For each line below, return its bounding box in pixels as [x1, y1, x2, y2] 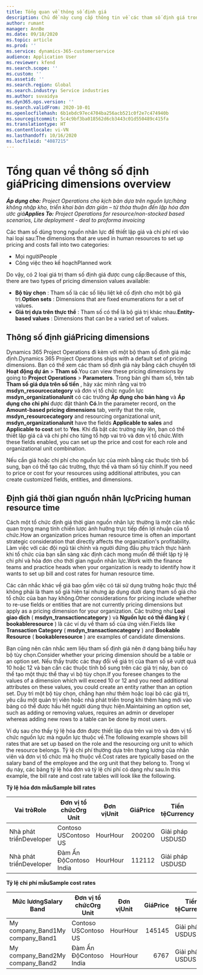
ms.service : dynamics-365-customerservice [6, 48, 115, 54]
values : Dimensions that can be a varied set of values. [32, 315, 169, 322]
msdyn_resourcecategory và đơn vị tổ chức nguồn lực [6, 386, 144, 394]
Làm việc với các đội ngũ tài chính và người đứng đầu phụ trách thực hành [6, 544, 192, 552]
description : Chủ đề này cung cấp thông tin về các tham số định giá [6, 15, 185, 21]
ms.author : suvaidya [6, 93, 59, 99]
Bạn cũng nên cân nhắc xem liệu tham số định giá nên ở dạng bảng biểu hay [6, 645, 197, 652]
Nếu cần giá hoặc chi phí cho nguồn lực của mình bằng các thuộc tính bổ [6, 456, 189, 463]
